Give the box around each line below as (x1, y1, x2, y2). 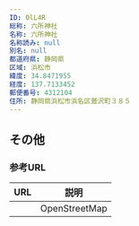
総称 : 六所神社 (9, 22, 58, 30)
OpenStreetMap (39, 203, 108, 215)
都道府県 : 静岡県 (9, 55, 65, 64)
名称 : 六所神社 (9, 30, 58, 39)
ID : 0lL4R (9, 13, 47, 22)
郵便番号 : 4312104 (9, 88, 74, 97)
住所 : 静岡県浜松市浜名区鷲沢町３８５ (9, 96, 132, 106)
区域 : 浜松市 (9, 64, 51, 73)
